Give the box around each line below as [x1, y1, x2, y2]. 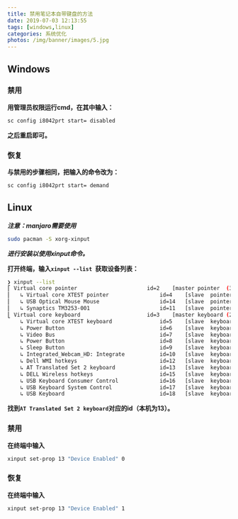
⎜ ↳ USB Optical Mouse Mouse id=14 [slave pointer [7, 298, 233, 306]
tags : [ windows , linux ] [7, 23, 74, 30]
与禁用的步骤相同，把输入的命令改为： [7, 167, 119, 176]
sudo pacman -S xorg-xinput [7, 235, 91, 242]
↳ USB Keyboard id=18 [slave [20, 391, 204, 398]
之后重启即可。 [7, 130, 51, 139]
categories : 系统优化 [7, 30, 67, 38]
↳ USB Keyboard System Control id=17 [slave [20, 384, 204, 391]
